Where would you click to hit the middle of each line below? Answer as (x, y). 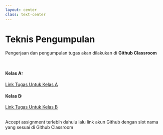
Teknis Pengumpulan (50, 39)
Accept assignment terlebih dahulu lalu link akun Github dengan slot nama (82, 122)
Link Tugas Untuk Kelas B (32, 107)
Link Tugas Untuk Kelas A (32, 84)
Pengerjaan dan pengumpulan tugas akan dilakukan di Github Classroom (81, 53)
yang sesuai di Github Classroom (39, 127)
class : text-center (26, 14)
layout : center (21, 10)
